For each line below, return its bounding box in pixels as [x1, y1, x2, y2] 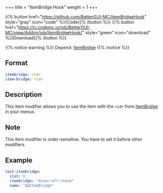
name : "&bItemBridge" [9, 183, 54, 188]
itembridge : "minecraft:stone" [9, 178, 74, 183]
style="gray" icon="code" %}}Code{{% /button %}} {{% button [5, 19, 135, 25]
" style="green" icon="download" [82, 30, 151, 35]
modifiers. [5, 141, 26, 148]
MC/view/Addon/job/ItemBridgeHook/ [5, 30, 82, 35]
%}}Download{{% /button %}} [5, 35, 67, 41]
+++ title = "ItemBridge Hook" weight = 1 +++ [5, 4, 98, 10]
